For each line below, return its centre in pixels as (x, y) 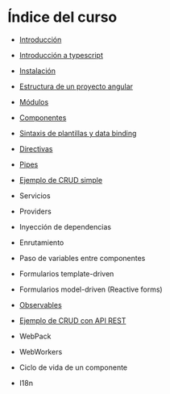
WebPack (35, 336)
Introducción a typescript (61, 55)
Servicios (35, 195)
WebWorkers (41, 351)
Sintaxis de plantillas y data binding (78, 133)
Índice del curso (62, 17)
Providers (35, 211)
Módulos (34, 102)
